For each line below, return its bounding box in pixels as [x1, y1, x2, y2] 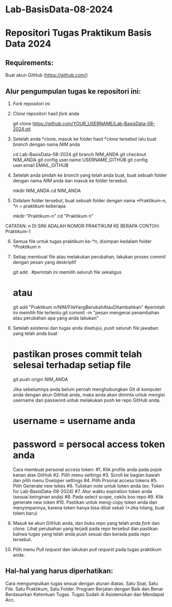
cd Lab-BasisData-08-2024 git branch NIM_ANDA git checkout [12, 151, 146, 157]
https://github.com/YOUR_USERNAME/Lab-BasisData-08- [32, 121, 156, 126]
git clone [12, 121, 32, 126]
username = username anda [12, 415, 136, 427]
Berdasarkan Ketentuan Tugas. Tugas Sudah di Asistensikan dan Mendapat [5, 591, 164, 597]
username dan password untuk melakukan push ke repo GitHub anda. [12, 397, 161, 403]
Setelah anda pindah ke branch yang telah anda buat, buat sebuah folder [12, 172, 167, 178]
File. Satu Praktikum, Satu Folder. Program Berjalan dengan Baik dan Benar [5, 585, 163, 592]
